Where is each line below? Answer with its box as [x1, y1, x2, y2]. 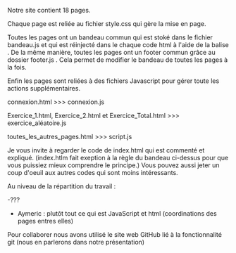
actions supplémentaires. [7, 84, 81, 92]
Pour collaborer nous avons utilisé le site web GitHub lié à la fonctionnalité [7, 231, 222, 238]
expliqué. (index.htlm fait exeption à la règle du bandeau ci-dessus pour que [7, 154, 229, 162]
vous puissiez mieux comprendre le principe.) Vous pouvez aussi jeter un [7, 161, 220, 169]
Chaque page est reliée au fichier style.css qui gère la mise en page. [7, 20, 206, 27]
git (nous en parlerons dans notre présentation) [7, 238, 145, 246]
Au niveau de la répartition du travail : [7, 182, 116, 190]
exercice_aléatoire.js [7, 119, 67, 127]
